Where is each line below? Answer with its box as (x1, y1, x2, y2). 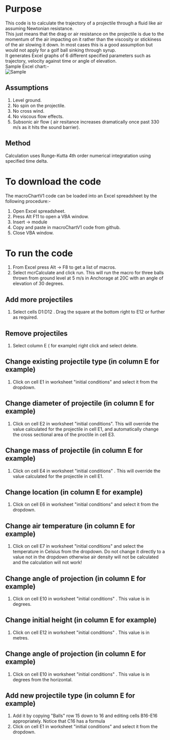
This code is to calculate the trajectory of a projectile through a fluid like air (5, 20, 163, 26)
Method (5, 139, 31, 148)
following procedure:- (5, 198, 51, 204)
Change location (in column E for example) (5, 488, 143, 496)
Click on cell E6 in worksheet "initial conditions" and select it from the (12, 501, 159, 507)
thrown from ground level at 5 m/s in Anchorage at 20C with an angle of (12, 275, 164, 281)
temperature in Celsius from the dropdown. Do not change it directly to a (12, 549, 165, 555)
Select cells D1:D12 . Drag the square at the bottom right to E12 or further (12, 309, 165, 315)
